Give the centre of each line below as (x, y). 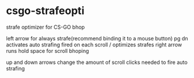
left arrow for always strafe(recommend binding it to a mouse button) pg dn (97, 38)
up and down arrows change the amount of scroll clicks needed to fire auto (97, 62)
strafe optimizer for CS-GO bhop (45, 27)
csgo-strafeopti (45, 11)
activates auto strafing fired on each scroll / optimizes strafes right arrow (94, 45)
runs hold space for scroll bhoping (47, 50)
